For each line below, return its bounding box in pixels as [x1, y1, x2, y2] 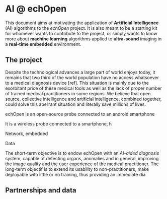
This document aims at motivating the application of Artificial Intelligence [5, 20, 159, 26]
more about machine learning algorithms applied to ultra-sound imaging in [5, 36, 162, 42]
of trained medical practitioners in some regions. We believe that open [5, 90, 151, 96]
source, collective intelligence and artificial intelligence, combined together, [5, 96, 162, 102]
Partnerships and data [5, 186, 76, 194]
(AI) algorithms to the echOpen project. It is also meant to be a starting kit [5, 25, 157, 31]
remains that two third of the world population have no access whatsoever [5, 74, 159, 81]
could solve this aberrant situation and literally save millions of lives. [5, 101, 146, 107]
